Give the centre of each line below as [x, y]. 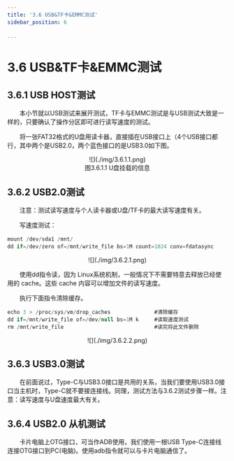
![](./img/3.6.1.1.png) [117, 159]
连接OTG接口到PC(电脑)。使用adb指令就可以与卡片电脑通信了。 [99, 451]
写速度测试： [38, 225]
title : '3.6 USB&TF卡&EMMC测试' [53, 15]
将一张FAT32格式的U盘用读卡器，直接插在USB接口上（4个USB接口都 [119, 137]
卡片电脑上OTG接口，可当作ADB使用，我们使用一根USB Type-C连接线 [121, 442]
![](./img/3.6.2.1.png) [117, 260]
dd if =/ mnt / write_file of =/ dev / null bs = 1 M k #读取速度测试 [98, 319]
